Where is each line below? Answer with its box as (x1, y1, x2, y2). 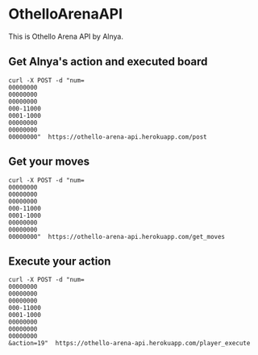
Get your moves (8, 155, 90, 169)
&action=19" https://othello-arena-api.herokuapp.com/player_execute (8, 340, 251, 348)
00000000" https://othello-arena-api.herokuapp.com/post (8, 132, 207, 141)
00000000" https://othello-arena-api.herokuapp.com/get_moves (8, 232, 226, 240)
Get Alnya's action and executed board (8, 55, 208, 69)
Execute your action (8, 254, 111, 268)
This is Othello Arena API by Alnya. (8, 31, 123, 41)
